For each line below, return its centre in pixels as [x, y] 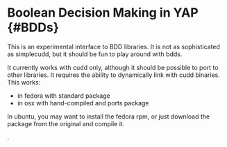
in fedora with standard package [64, 96]
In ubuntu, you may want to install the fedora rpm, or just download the [109, 116]
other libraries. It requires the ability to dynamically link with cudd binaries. [113, 75]
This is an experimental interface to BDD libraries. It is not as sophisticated [114, 46]
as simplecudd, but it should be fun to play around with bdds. [95, 54]
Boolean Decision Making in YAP [103, 13]
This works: [24, 82]
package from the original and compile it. [66, 123]
